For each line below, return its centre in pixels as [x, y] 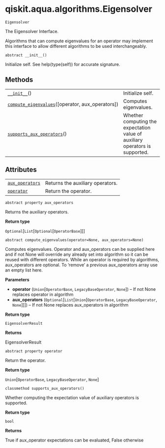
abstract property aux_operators [39, 203]
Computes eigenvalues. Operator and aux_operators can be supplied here [80, 249]
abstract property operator [34, 351]
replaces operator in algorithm [43, 294]
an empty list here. [24, 270]
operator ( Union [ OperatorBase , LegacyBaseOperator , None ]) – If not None [84, 289]
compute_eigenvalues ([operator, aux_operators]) [63, 104]
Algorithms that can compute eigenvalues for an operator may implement [79, 41]
